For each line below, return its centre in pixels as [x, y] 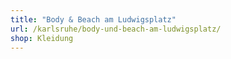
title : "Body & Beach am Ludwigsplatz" [93, 19]
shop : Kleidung [42, 38]
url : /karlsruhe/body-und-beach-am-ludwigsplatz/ [116, 29]
